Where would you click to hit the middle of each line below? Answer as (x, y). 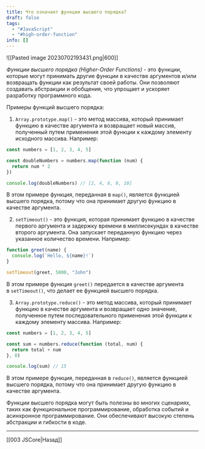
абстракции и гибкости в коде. (46, 422)
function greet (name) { (37, 250)
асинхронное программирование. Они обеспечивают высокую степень (100, 416)
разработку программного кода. (49, 95)
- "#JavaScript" (32, 29)
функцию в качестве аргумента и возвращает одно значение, (96, 309)
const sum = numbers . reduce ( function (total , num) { (75, 344)
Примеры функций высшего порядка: (56, 107)
